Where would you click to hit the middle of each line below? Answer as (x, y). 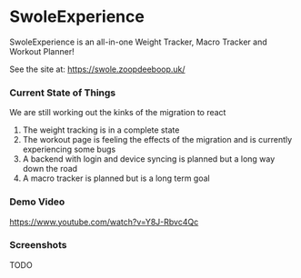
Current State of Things (63, 93)
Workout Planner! (42, 51)
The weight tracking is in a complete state (101, 130)
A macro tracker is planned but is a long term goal (116, 178)
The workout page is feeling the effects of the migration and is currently (157, 140)
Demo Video (37, 202)
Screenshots (38, 245)
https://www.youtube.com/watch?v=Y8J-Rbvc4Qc (104, 222)
